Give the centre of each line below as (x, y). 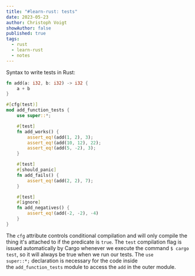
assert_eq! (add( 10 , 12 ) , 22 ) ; (64, 143)
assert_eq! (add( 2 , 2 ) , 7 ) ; (60, 180)
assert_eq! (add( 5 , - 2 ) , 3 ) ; (62, 148)
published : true (26, 34)
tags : (13, 39)
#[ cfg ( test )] (22, 105)
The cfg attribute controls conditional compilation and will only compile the (97, 235)
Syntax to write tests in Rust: (41, 72)
